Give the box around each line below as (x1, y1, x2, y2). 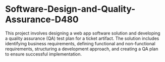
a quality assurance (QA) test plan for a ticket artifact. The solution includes (5, 35, 160, 41)
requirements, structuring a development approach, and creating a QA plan (5, 46, 159, 52)
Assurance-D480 (5, 14, 79, 25)
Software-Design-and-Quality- (5, 3, 135, 15)
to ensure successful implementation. (5, 51, 82, 57)
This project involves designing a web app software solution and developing (5, 30, 161, 36)
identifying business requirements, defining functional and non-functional (5, 40, 156, 46)
